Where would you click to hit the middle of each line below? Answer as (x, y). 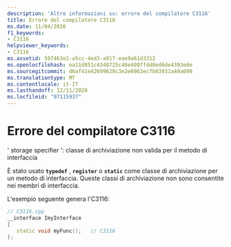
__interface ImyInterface (44, 218)
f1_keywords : (26, 33)
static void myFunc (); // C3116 (66, 231)
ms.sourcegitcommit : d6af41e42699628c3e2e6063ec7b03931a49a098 (100, 71)
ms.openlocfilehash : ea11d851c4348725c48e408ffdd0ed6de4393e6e (100, 65)
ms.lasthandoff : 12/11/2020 (48, 90)
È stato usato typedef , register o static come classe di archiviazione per (113, 170)
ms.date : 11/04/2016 (37, 26)
